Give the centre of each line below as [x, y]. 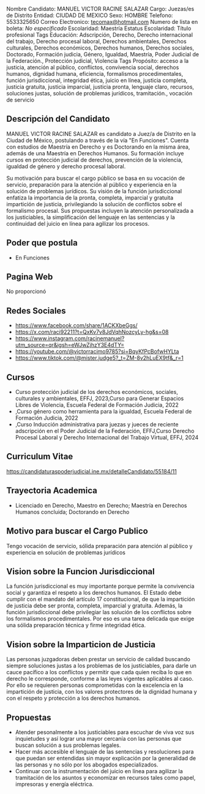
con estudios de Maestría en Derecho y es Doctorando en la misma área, [98, 147]
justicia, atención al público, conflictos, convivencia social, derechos [93, 67]
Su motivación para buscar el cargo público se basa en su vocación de [96, 178]
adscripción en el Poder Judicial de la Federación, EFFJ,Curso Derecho [105, 431]
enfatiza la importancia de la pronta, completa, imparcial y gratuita [90, 198]
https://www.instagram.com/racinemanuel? [70, 338]
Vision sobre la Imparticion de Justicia [81, 644]
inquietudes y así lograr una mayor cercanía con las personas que [98, 738]
